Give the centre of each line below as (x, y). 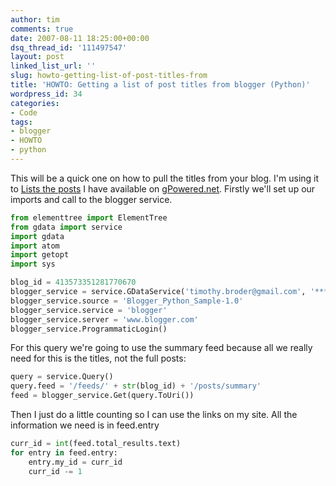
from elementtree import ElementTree (89, 217)
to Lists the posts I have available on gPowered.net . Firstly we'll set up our (163, 188)
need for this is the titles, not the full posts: (98, 358)
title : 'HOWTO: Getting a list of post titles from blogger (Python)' (160, 85)
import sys (33, 264)
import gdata (37, 236)
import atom (35, 246)
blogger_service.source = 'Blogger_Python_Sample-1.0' (127, 301)
